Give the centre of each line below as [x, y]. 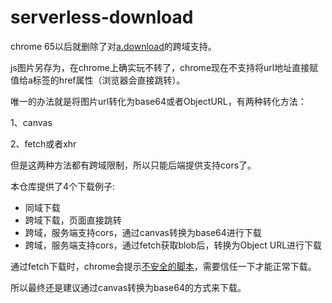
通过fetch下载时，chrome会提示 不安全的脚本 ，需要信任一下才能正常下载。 [163, 266]
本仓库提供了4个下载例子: [63, 186]
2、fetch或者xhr [43, 143]
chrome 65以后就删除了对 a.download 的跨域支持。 [113, 46]
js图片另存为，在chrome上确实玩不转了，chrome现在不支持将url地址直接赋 [164, 67]
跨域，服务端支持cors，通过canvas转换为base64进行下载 [143, 232]
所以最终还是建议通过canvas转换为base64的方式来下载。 [128, 287]
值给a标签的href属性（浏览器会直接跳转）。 [98, 80]
